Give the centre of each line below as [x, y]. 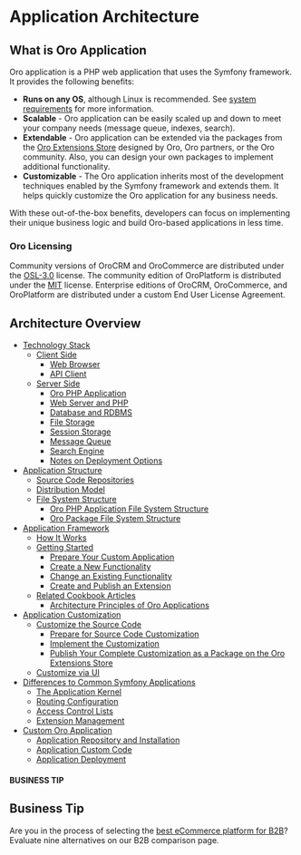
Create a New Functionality [100, 567]
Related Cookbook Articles [86, 596]
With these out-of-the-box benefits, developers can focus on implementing [150, 213]
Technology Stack [56, 345]
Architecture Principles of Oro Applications [130, 606]
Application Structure [62, 471]
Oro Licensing [41, 246]
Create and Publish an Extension [110, 586]
